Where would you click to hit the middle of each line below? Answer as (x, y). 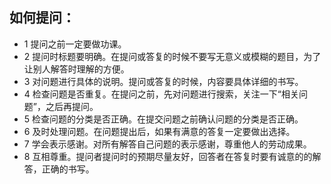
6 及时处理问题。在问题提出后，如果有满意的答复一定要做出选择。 (159, 131)
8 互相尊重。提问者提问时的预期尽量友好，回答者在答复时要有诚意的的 (168, 156)
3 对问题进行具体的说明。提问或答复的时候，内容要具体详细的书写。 (163, 81)
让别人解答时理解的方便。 (76, 69)
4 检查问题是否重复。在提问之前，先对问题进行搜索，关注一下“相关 (161, 94)
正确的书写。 (68, 169)
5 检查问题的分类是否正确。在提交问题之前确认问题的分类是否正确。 (163, 119)
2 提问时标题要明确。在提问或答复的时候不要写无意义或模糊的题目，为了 (172, 56)
